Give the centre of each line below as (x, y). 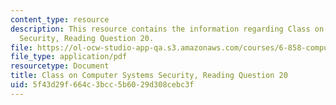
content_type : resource (60, 19)
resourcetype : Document (60, 66)
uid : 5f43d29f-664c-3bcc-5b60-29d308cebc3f (102, 85)
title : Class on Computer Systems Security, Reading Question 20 (149, 76)
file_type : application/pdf (69, 57)
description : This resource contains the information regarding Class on (167, 29)
